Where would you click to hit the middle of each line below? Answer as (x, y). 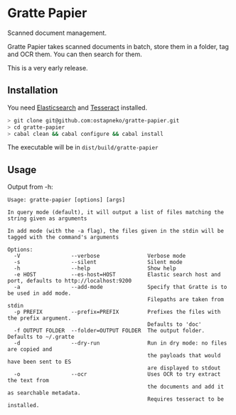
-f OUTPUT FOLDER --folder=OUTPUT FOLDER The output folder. (109, 331)
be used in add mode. (39, 293)
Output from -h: (30, 187)
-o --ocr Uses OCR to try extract (117, 374)
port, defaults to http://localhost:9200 (70, 281)
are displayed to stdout (184, 368)
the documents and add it (186, 387)
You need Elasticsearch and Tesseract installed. (77, 107)
